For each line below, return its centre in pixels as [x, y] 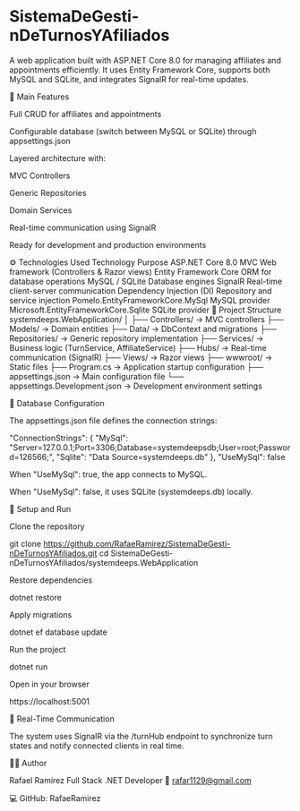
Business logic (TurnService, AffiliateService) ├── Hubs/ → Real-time [138, 347]
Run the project [38, 649]
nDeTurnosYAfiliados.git [53, 553]
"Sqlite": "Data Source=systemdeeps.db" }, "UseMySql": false [171, 457]
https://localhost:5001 [50, 701]
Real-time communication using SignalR [83, 227]
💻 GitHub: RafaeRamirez [55, 798]
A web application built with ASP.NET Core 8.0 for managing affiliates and [146, 60]
